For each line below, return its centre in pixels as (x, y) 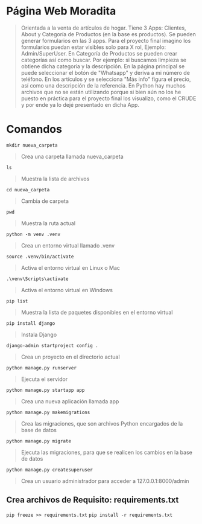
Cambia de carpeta (45, 201)
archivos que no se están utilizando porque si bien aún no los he (101, 92)
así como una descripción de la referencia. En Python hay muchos (103, 85)
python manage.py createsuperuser (50, 470)
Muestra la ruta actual (48, 223)
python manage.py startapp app (46, 390)
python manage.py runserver (42, 368)
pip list (17, 301)
